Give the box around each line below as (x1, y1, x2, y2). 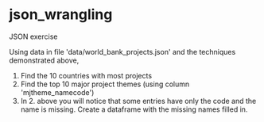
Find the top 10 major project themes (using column (20, 79, 190, 89)
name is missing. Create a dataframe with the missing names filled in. (20, 105, 248, 114)
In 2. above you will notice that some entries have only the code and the (20, 96, 257, 105)
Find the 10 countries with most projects (20, 71, 153, 80)
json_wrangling (9, 6, 113, 24)
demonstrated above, (9, 55, 80, 65)
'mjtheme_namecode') (20, 87, 95, 97)
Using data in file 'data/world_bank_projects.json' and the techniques (9, 47, 236, 56)
